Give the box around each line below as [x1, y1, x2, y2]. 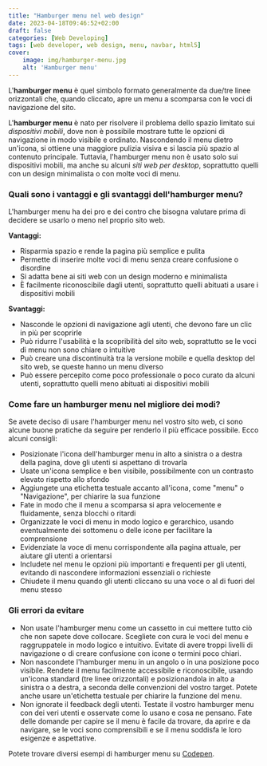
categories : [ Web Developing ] [8, 34, 109, 42]
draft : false [8, 26, 52, 34]
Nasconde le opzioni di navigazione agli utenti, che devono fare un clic [19, 320, 253, 330]
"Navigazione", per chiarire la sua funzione [19, 492, 161, 501]
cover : [8, 49, 30, 57]
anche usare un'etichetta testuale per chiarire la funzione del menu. [19, 691, 242, 701]
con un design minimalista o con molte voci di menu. [8, 168, 181, 178]
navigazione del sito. [8, 102, 77, 112]
